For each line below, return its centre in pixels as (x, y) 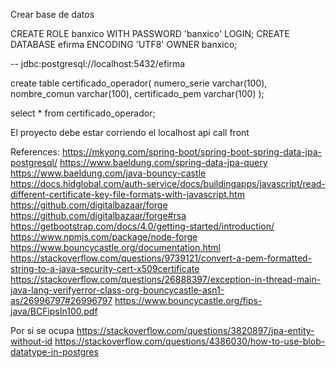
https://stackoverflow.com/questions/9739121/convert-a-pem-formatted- (161, 258)
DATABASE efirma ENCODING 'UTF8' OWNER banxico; (124, 44)
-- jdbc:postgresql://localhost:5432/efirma (98, 63)
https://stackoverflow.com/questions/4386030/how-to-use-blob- (190, 341)
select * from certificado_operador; (83, 113)
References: (35, 152)
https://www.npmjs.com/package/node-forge (104, 237)
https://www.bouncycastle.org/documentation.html (115, 247)
